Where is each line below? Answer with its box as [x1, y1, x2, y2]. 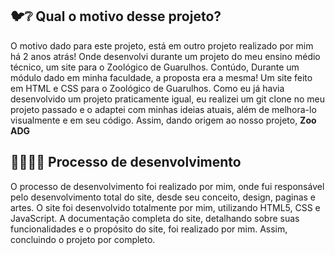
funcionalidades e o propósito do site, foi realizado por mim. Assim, [10, 223, 288, 235]
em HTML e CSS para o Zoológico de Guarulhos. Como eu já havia [10, 82, 285, 94]
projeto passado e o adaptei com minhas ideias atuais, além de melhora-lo [10, 103, 317, 115]
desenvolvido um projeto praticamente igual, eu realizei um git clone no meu [10, 93, 325, 105]
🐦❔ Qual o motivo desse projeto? [10, 8, 222, 25]
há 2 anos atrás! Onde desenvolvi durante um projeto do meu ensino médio [10, 50, 321, 62]
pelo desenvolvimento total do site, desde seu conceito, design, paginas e [10, 191, 317, 203]
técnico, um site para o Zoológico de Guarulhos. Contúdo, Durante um [10, 61, 300, 73]
